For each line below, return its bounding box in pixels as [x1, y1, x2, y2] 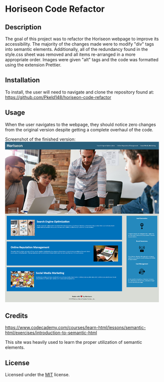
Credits [5, 311, 28, 320]
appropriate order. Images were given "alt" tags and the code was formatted [5, 57, 159, 62]
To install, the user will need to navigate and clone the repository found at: [5, 89, 154, 95]
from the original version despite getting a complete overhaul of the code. [5, 126, 154, 133]
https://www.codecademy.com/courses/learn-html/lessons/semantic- [5, 325, 146, 331]
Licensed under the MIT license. [5, 372, 70, 378]
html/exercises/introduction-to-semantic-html [5, 330, 98, 336]
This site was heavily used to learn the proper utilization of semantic [5, 339, 143, 345]
